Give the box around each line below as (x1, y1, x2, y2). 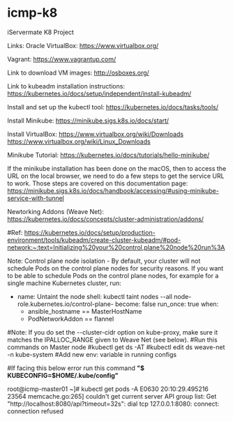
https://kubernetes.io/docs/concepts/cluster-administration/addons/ (7, 215, 204, 223)
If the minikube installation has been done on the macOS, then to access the (7, 164, 227, 172)
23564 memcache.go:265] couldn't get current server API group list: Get (7, 392, 217, 400)
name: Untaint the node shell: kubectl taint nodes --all (17, 292, 173, 300)
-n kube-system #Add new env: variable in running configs (7, 350, 176, 358)
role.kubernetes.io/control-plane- (17, 300, 114, 308)
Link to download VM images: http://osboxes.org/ (7, 68, 150, 77)
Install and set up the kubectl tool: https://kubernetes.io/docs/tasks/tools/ (7, 102, 218, 111)
